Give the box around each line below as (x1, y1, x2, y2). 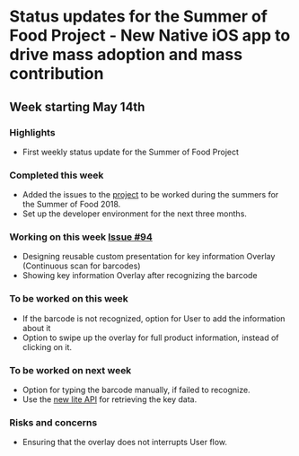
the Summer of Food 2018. (22, 199, 121, 210)
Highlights (9, 126, 56, 138)
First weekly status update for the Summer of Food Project (22, 146, 240, 157)
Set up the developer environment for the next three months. (22, 208, 247, 219)
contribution (9, 64, 104, 84)
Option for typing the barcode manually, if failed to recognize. (22, 384, 251, 396)
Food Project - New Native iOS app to (9, 25, 291, 46)
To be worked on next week (9, 364, 132, 376)
